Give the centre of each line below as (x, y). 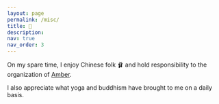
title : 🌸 (20, 26)
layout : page (26, 13)
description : (26, 32)
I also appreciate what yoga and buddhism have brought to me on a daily (110, 88)
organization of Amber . (39, 74)
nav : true (21, 39)
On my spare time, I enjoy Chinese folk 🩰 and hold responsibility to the (107, 65)
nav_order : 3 (26, 45)
